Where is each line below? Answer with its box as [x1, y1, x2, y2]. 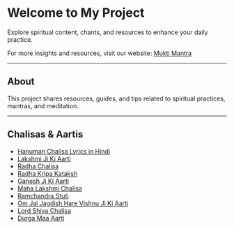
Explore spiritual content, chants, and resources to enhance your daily [7, 28, 208, 36]
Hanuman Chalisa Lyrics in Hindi [17, 147, 110, 155]
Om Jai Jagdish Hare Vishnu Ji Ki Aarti [17, 199, 129, 207]
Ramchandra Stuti [17, 191, 69, 200]
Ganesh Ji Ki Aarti [17, 177, 70, 185]
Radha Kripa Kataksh [17, 169, 78, 177]
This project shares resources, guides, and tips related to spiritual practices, [7, 94, 226, 103]
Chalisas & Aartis [7, 128, 84, 140]
